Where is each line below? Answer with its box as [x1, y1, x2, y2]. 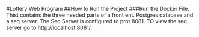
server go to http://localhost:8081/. [6, 24, 93, 31]
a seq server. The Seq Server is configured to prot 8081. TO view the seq [6, 18, 188, 24]
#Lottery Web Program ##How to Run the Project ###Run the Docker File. [6, 5, 189, 12]
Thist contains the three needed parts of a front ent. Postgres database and [6, 11, 194, 18]
